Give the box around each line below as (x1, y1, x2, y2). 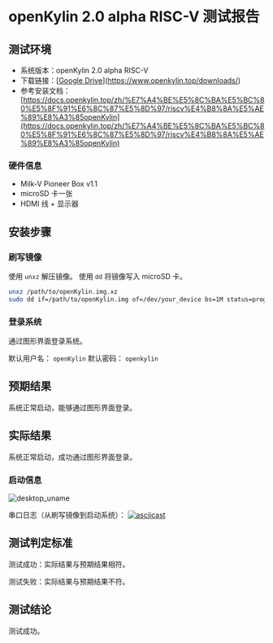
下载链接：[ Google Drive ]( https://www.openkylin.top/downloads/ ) (19, 76, 241, 85)
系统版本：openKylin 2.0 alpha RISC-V (19, 66, 149, 75)
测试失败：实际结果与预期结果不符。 (8, 576, 130, 586)
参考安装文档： (19, 86, 71, 95)
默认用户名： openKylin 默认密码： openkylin (8, 353, 158, 363)
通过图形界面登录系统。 (8, 336, 87, 346)
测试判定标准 (8, 536, 73, 550)
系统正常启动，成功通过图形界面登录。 (8, 452, 136, 461)
